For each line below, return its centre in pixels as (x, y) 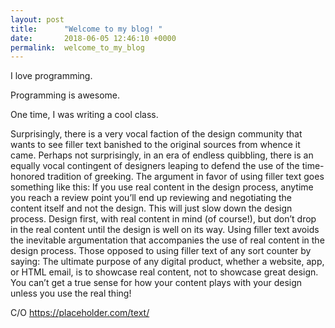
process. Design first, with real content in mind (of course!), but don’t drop (163, 219)
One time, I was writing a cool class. (84, 115)
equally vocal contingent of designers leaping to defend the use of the (155, 166)
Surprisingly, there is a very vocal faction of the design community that (156, 134)
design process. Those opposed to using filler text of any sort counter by (161, 251)
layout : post (37, 19)
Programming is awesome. (65, 95)
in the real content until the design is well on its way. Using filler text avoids (165, 230)
